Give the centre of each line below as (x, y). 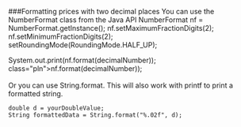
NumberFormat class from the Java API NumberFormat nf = (106, 20)
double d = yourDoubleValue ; (56, 108)
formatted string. (36, 93)
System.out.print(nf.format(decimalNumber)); (82, 60)
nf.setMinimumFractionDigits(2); (61, 36)
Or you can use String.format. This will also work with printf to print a (121, 85)
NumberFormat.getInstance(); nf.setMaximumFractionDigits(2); (111, 28)
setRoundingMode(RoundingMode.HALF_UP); (83, 45)
